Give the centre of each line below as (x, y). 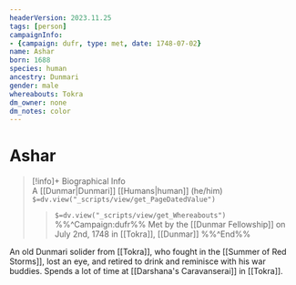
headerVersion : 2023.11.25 (61, 18)
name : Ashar (32, 52)
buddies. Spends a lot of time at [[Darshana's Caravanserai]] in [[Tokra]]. (147, 271)
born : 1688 (30, 60)
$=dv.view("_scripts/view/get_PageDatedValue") (123, 200)
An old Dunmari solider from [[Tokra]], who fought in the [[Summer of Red (148, 252)
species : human (38, 69)
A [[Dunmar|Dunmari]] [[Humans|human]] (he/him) (127, 191)
